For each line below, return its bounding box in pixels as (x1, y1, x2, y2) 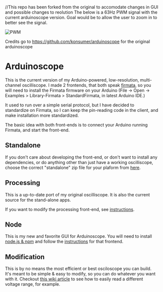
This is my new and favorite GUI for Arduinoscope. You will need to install (5, 233, 152, 239)
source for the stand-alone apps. (5, 197, 72, 203)
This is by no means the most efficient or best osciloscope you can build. (5, 266, 152, 271)
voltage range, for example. (5, 281, 61, 287)
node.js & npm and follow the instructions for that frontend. (5, 239, 124, 245)
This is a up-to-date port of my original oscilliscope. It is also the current (5, 191, 150, 197)
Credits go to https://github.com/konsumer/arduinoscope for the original (5, 39, 150, 44)
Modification (5, 252, 45, 261)
